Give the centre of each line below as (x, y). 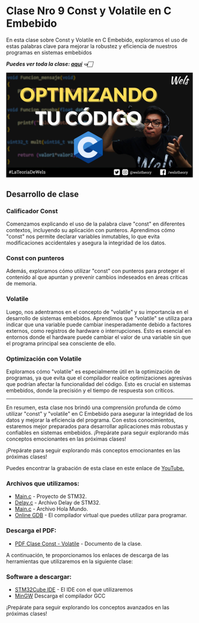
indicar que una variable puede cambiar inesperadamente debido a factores (99, 325)
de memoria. (22, 284)
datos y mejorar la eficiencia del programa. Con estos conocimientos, (91, 420)
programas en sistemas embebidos (49, 52)
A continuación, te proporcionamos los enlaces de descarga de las (87, 555)
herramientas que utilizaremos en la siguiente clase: (70, 561)
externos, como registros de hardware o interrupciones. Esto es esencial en (99, 330)
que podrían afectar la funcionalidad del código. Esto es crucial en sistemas (99, 384)
